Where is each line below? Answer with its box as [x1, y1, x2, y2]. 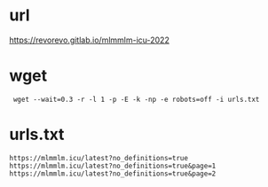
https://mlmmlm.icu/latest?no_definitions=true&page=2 [9, 169, 217, 178]
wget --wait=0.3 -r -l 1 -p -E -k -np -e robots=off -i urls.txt [12, 95, 260, 104]
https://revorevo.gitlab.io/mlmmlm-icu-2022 [9, 35, 170, 45]
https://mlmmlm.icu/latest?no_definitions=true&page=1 [9, 161, 217, 170]
